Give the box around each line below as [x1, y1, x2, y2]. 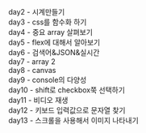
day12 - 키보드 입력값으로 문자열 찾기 [8, 105, 126, 115]
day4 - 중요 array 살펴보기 [8, 28, 93, 36]
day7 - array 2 [8, 57, 56, 66]
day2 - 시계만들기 [8, 7, 65, 16]
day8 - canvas [8, 66, 56, 75]
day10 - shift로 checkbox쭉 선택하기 [8, 85, 125, 95]
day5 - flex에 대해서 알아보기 [8, 37, 101, 47]
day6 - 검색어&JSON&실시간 [8, 48, 100, 57]
